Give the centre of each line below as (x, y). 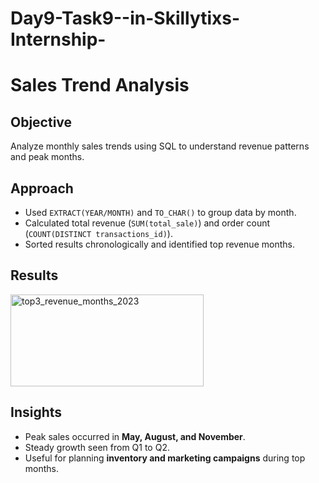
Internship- (58, 39)
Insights (36, 412)
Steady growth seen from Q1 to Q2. (97, 447)
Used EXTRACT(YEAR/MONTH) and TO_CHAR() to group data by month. (160, 212)
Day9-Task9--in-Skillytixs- (125, 18)
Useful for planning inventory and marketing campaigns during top (165, 458)
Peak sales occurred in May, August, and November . (135, 436)
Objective (41, 122)
